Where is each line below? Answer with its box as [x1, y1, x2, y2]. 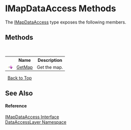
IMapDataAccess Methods [5, 3, 116, 14]
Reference [5, 103, 27, 108]
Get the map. [36, 64, 63, 70]
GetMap [16, 64, 33, 70]
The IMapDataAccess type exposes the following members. [5, 19, 127, 25]
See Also [5, 89, 33, 98]
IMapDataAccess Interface [5, 114, 59, 120]
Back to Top [7, 75, 32, 81]
